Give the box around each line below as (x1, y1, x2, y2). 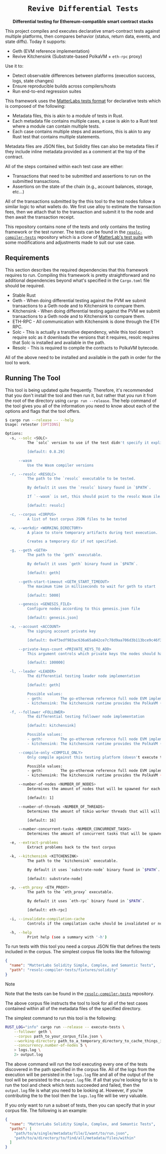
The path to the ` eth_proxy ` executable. (27, 889, 114, 895)
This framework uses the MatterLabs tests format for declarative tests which (5, 98, 161, 104)
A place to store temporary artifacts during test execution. (27, 530, 158, 535)
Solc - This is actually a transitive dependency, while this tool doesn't (12, 329, 154, 335)
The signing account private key (27, 628, 96, 634)
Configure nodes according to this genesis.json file (27, 606, 140, 612)
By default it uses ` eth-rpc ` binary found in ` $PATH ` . (27, 899, 145, 904)
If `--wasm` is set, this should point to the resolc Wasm (27, 494, 152, 499)
